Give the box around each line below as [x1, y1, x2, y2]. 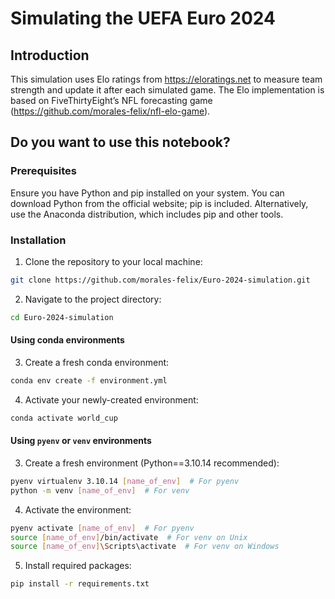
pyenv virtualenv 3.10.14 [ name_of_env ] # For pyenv [10, 476, 240, 486]
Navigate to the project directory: [24, 293, 162, 305]
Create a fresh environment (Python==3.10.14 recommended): [24, 457, 280, 469]
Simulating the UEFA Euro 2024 [10, 7, 276, 30]
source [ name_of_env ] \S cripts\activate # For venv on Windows [10, 542, 280, 552]
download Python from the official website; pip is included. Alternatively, [10, 197, 309, 209]
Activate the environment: [24, 503, 132, 516]
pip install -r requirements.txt [10, 579, 150, 589]
